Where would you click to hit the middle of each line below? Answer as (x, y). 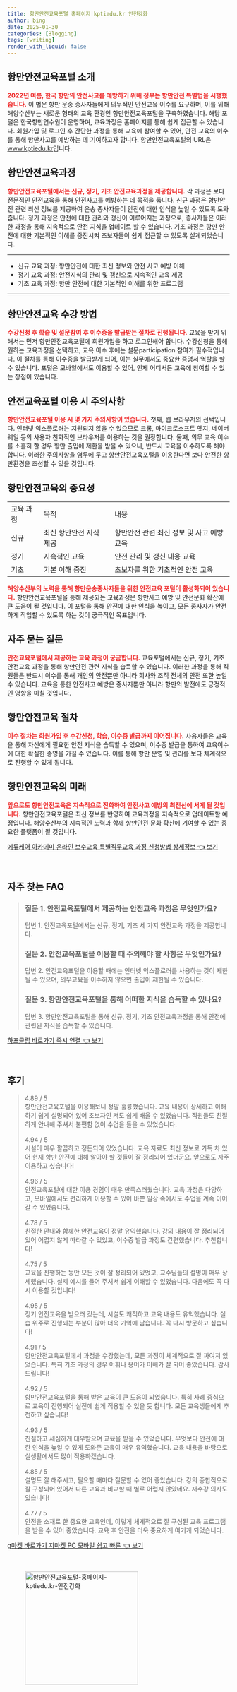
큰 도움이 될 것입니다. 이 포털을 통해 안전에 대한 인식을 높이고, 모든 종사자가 (110, 606)
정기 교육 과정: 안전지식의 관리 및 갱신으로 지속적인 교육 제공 (100, 274)
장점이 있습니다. (36, 377)
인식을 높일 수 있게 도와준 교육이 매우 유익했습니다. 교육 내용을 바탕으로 (130, 1447)
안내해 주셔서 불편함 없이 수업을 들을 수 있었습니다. (108, 1124)
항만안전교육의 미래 (47, 787)
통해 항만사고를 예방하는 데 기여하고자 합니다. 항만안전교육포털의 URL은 (113, 139)
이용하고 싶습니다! (49, 1165)
